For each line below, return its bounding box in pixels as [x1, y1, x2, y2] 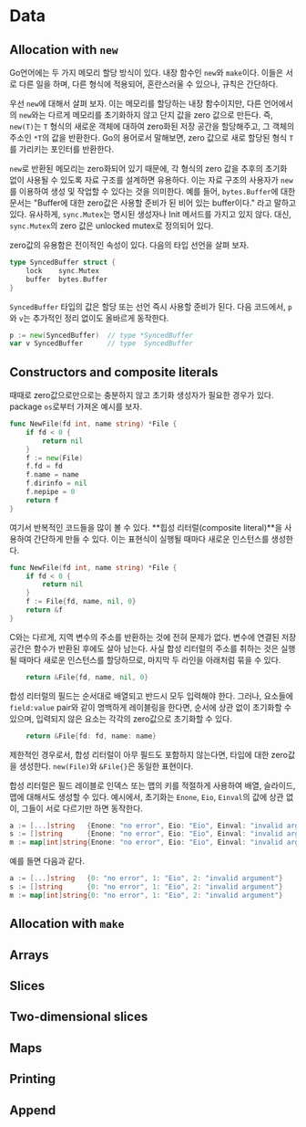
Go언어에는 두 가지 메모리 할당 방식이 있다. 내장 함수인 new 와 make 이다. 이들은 [9, 68, 284, 78]
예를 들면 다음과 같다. [9, 856, 85, 867]
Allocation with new [9, 42, 118, 58]
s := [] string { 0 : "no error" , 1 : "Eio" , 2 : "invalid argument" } [9, 882, 283, 891]
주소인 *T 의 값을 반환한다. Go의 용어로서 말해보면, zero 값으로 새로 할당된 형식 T [9, 132, 294, 142]
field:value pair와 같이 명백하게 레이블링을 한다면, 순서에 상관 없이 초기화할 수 [9, 701, 292, 712]
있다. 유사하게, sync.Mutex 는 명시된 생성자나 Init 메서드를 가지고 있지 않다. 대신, [9, 209, 291, 219]
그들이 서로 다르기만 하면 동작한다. [21, 803, 143, 814]
